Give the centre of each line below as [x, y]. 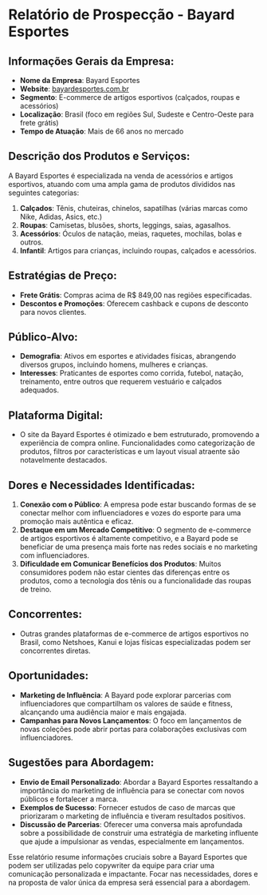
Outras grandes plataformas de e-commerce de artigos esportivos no [134, 634]
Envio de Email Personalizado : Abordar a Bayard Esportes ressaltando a [139, 782]
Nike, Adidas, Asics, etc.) [61, 217]
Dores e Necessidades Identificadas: [102, 485]
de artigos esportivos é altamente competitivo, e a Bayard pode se [129, 539]
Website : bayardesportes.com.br [74, 89]
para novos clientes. [53, 312]
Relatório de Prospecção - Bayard [122, 15]
